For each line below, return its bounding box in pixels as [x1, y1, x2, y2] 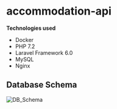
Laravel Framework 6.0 [15, 49, 73, 56]
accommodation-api [6, 4, 112, 18]
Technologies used [6, 24, 56, 32]
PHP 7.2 [15, 43, 35, 50]
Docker [15, 36, 34, 43]
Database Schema [6, 80, 77, 90]
